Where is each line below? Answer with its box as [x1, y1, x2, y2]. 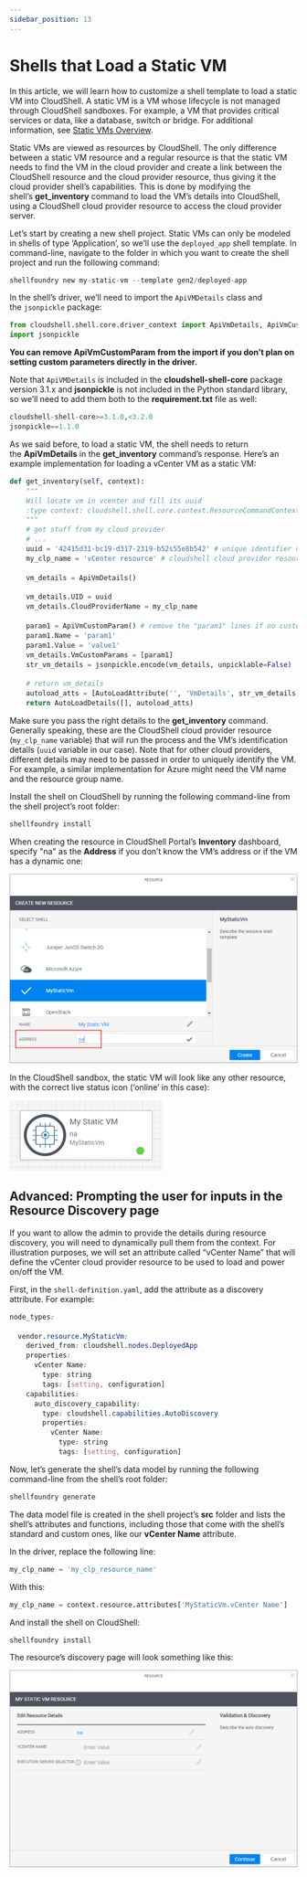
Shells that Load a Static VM [9, 55, 228, 76]
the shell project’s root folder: [9, 801, 121, 811]
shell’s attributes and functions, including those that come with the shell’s [9, 1518, 285, 1530]
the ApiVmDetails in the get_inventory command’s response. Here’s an [9, 448, 280, 459]
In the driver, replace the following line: [9, 1545, 156, 1557]
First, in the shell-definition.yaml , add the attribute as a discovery [9, 1284, 264, 1295]
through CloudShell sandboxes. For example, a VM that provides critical [9, 105, 280, 116]
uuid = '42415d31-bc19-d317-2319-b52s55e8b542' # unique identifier [26, 545, 292, 554]
